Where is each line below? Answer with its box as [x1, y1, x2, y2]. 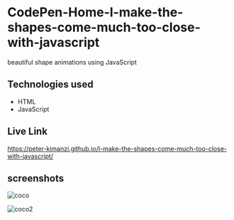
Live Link [7, 126, 48, 138]
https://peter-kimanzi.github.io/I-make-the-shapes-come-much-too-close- [7, 144, 228, 153]
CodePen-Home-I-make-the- [7, 4, 184, 21]
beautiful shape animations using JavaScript [7, 57, 137, 66]
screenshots [7, 172, 65, 185]
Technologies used [7, 79, 94, 91]
